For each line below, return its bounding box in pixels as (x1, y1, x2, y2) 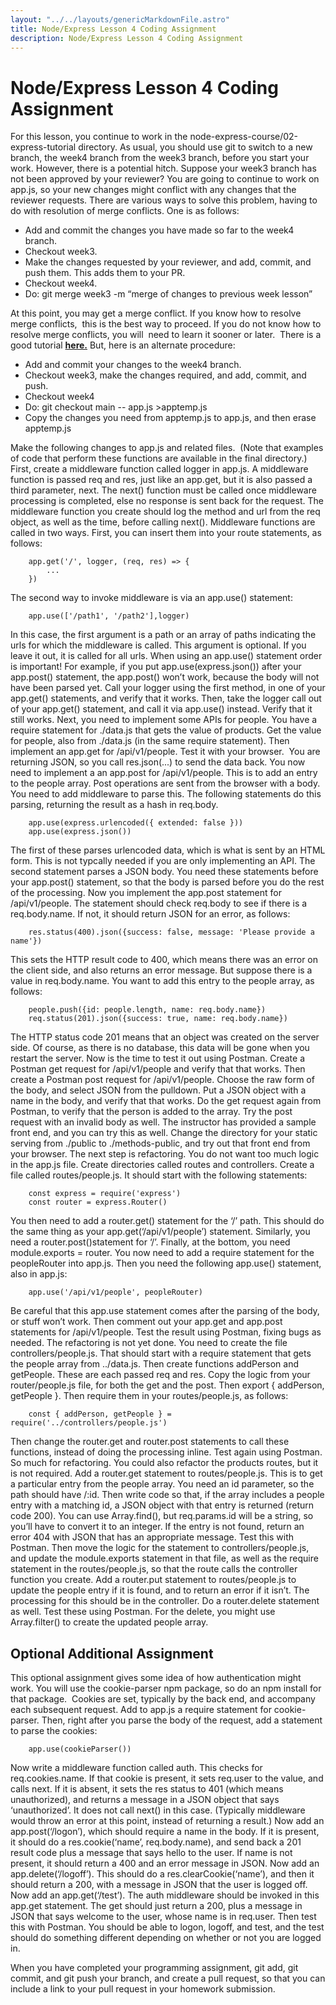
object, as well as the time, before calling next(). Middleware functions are (10, 516, 316, 528)
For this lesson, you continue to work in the (10, 131, 188, 143)
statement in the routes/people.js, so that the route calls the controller (10, 1563, 298, 1575)
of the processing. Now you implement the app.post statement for (10, 887, 282, 899)
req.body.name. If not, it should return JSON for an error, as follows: (10, 908, 291, 920)
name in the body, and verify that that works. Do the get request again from (10, 1095, 322, 1107)
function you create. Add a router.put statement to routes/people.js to (10, 1574, 297, 1586)
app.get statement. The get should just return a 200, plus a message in (10, 1900, 303, 1912)
